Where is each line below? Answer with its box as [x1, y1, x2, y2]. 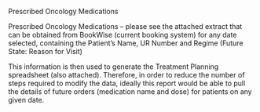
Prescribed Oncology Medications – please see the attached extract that [8, 22, 243, 31]
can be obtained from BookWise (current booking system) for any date [8, 31, 237, 39]
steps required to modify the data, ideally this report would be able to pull [8, 78, 246, 88]
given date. [8, 96, 45, 104]
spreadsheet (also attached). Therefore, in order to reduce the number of [8, 70, 245, 79]
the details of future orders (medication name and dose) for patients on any [8, 87, 253, 96]
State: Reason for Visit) [8, 47, 82, 56]
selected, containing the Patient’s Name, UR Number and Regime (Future [8, 38, 244, 48]
